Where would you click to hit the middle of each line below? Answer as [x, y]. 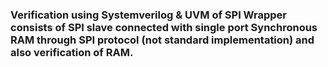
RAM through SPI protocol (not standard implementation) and [162, 40]
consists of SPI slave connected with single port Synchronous [164, 27]
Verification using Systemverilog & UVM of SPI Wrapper [148, 15]
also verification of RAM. [72, 52]
